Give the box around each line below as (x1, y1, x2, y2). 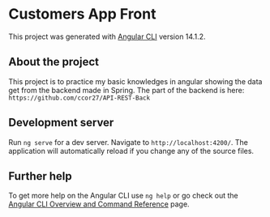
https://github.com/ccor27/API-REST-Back (8, 94, 151, 102)
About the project (8, 55, 100, 69)
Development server (8, 116, 114, 130)
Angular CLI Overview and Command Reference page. (8, 199, 190, 209)
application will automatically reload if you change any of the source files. (8, 146, 254, 155)
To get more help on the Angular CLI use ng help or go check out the (8, 191, 238, 201)
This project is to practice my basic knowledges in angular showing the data (8, 76, 263, 86)
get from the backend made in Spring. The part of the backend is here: (8, 85, 245, 95)
